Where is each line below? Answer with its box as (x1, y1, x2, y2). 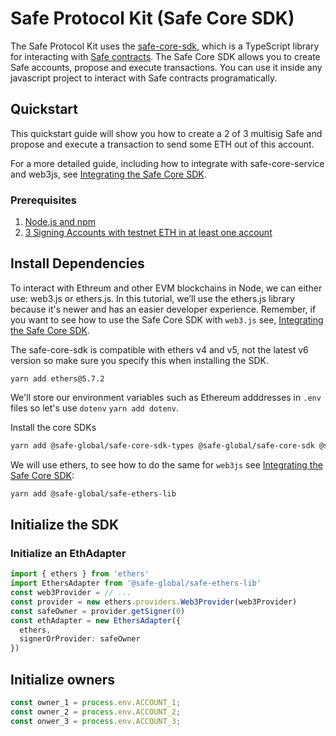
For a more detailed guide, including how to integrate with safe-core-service (10, 157, 325, 169)
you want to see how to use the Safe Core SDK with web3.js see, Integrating (10, 313, 324, 326)
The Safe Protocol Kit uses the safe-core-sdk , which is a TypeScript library (10, 40, 320, 52)
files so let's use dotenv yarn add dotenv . (10, 402, 179, 414)
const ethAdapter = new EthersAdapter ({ (10, 615, 182, 626)
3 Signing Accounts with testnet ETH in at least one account (24, 227, 273, 239)
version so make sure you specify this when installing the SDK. (10, 354, 269, 366)
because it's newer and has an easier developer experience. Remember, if (10, 303, 317, 315)
